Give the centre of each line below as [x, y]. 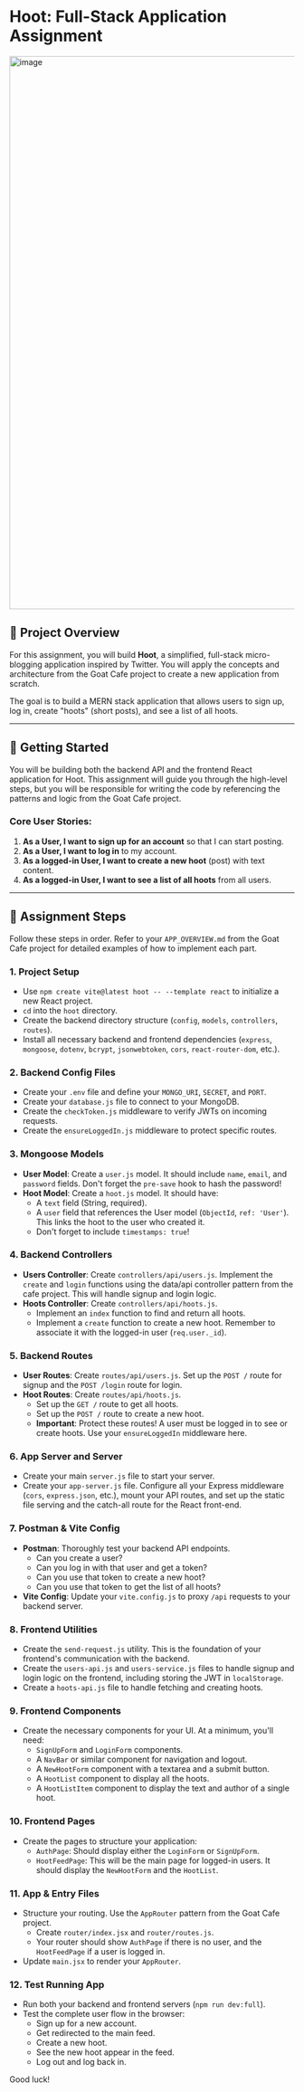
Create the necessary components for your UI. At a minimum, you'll [148, 1731]
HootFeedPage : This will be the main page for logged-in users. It [153, 1860]
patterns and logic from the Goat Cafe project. [95, 798]
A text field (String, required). [91, 1203]
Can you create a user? [79, 1557]
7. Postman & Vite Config [65, 1528]
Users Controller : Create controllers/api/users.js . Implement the [147, 1274]
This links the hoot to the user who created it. [120, 1222]
